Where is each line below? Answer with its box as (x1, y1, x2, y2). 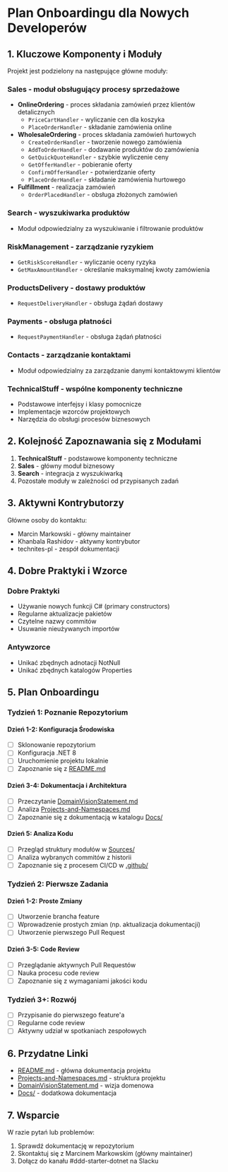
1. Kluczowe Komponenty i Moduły (7, 48, 162, 60)
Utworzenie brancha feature (17, 912, 100, 921)
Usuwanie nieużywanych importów (17, 625, 120, 633)
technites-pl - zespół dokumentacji (17, 544, 120, 553)
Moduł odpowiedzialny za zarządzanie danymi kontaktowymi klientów (17, 366, 221, 375)
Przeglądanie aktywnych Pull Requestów (17, 960, 136, 969)
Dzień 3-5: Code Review (7, 945, 80, 954)
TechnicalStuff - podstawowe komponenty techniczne (17, 454, 178, 462)
